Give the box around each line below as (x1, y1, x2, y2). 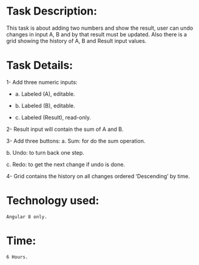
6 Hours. (6, 253, 29, 260)
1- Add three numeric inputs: (6, 78, 78, 86)
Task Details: (6, 59, 73, 72)
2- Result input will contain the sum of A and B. (6, 126, 124, 133)
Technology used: (6, 194, 99, 207)
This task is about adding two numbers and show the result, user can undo (6, 24, 194, 32)
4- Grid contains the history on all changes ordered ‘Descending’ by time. (6, 172, 190, 179)
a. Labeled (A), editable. (15, 90, 75, 98)
